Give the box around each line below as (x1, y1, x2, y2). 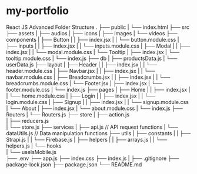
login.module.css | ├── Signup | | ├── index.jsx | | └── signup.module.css (6, 98, 189, 105)
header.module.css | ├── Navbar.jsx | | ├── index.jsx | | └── (6, 67, 156, 74)
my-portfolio (6, 4, 69, 18)
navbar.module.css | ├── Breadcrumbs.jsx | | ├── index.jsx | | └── (6, 73, 171, 81)
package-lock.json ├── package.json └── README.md (6, 160, 142, 168)
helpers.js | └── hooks (6, 142, 62, 149)
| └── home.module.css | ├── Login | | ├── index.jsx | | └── (6, 92, 156, 99)
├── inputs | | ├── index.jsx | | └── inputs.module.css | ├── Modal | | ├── (6, 42, 191, 49)
